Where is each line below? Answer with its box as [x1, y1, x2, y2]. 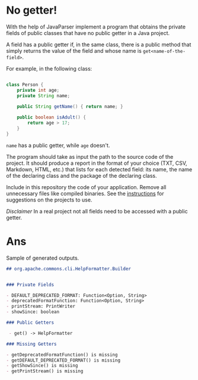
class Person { [6, 81, 44, 88]
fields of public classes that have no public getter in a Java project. [6, 29, 170, 36]
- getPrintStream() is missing [6, 368, 84, 374]
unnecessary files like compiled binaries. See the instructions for [6, 190, 164, 197]
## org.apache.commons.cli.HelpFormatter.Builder [6, 266, 132, 272]
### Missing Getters [6, 341, 58, 347]
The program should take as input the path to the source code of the [6, 153, 174, 160]
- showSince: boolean [6, 309, 60, 315]
